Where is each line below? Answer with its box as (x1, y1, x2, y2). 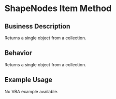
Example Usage (4, 76, 53, 84)
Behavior (4, 49, 32, 57)
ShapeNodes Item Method (4, 3, 112, 14)
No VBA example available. (4, 88, 58, 94)
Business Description (4, 22, 71, 30)
